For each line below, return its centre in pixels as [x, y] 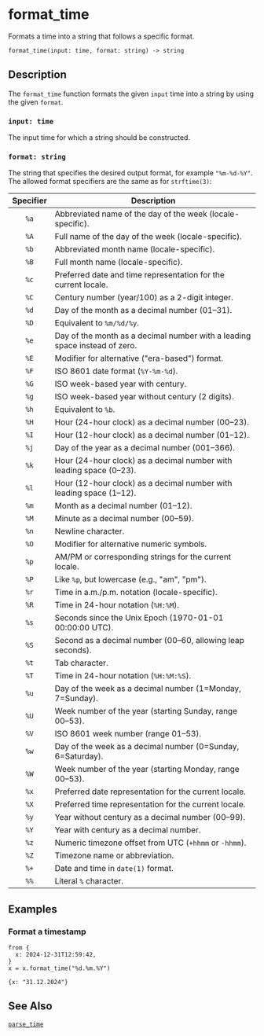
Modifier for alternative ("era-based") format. [139, 358]
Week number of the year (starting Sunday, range [146, 711]
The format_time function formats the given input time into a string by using [131, 94]
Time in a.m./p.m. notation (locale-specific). [136, 593]
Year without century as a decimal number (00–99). [150, 817]
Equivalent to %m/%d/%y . [97, 323]
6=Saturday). [79, 756]
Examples [33, 909]
